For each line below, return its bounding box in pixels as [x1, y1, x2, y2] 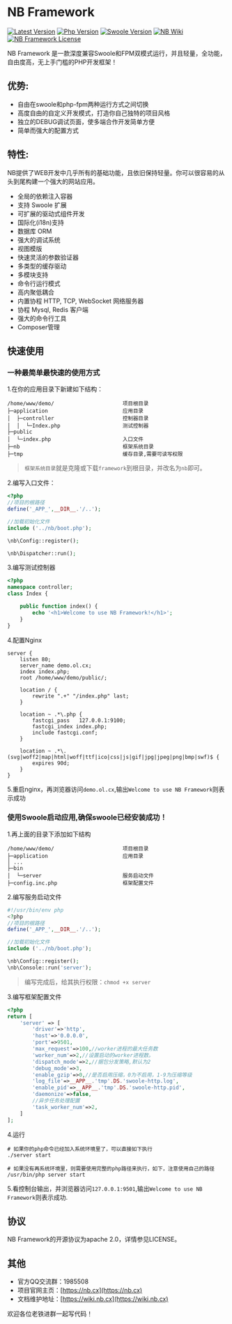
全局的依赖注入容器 [17, 192, 73, 200]
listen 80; [20, 656, 52, 663]
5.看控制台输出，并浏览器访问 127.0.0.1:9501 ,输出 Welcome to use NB [7, 1184, 203, 1193]
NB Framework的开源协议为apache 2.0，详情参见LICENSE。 [7, 1235, 181, 1244]
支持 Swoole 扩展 [17, 200, 68, 209]
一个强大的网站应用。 [37, 177, 99, 186]
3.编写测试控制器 [7, 563, 56, 572]
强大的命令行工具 [17, 314, 67, 322]
